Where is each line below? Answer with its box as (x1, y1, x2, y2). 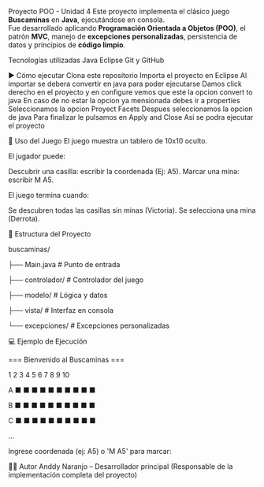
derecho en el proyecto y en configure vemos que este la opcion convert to (8, 87, 254, 97)
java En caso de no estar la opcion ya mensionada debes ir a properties (8, 96, 240, 105)
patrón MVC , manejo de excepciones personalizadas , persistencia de (8, 32, 238, 41)
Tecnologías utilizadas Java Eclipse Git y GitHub (8, 55, 165, 65)
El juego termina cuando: (8, 191, 89, 199)
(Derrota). (8, 214, 40, 223)
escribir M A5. (8, 175, 54, 184)
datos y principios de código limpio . (8, 40, 126, 50)
